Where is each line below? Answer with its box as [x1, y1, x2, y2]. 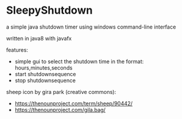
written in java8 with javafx [6, 35, 72, 42]
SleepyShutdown [6, 4, 93, 17]
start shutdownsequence [14, 70, 76, 77]
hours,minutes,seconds [14, 64, 73, 71]
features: [6, 46, 29, 54]
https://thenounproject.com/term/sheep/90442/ [14, 99, 133, 107]
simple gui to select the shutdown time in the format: [14, 58, 144, 65]
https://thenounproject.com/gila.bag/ [14, 106, 106, 113]
